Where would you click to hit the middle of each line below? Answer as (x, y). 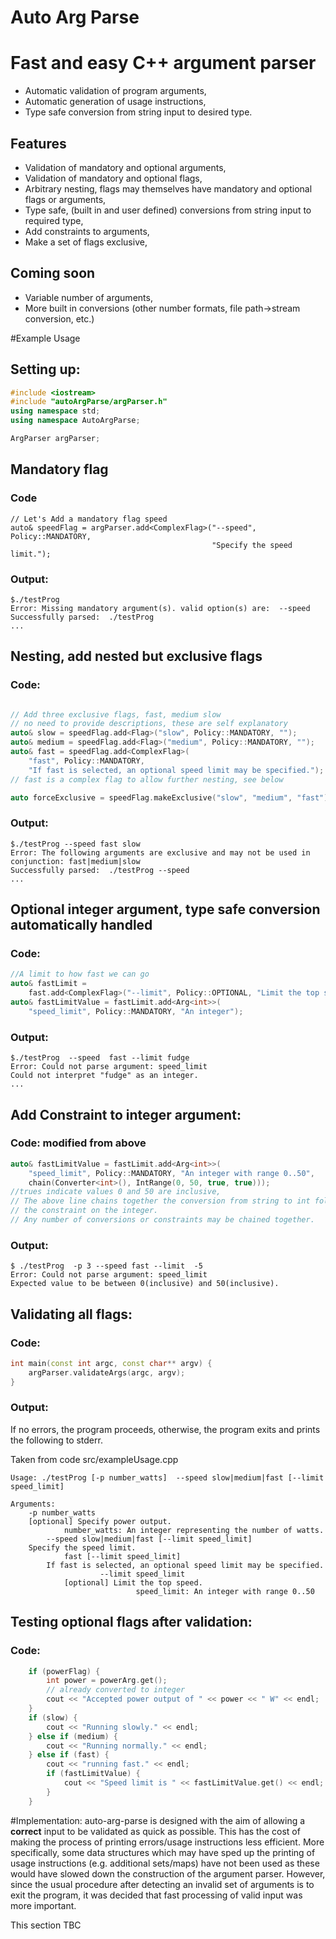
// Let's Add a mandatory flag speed (89, 519)
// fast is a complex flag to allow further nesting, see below (147, 779)
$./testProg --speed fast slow (75, 844)
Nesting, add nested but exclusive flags (136, 656)
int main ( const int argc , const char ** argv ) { (111, 1363)
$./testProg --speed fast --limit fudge (100, 1058)
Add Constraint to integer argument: (126, 1114)
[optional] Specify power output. (100, 1521)
